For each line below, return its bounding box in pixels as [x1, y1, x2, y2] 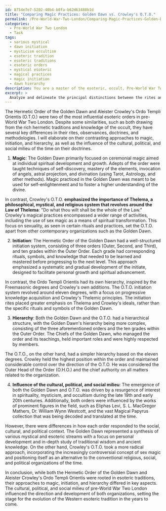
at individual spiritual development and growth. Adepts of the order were [12, 160, 160, 166]
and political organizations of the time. [5, 460, 83, 466]
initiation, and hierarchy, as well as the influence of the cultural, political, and [5, 140, 161, 146]
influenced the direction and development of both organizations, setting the [5, 491, 159, 497]
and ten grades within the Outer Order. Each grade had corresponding [12, 248, 155, 254]
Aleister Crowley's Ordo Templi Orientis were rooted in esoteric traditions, [5, 475, 155, 481]
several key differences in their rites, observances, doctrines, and [5, 130, 139, 136]
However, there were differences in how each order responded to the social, [5, 423, 161, 429]
